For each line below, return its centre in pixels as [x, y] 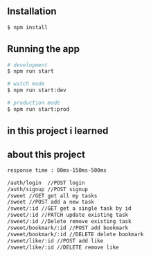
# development [28, 65]
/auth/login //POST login [46, 183]
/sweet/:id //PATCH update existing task [68, 215]
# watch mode [26, 84]
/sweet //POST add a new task [51, 202]
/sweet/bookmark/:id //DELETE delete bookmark [75, 234]
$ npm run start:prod [38, 109]
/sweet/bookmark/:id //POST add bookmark [68, 228]
